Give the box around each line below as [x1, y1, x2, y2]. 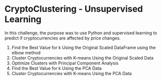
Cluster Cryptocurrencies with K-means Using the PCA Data [11, 70, 132, 76]
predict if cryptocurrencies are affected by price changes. [4, 35, 121, 41]
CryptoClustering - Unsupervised [4, 3, 143, 15]
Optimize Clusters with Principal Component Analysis [11, 60, 119, 66]
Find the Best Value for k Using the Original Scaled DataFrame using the [11, 44, 156, 50]
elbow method [11, 50, 41, 56]
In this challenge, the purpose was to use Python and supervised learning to [4, 30, 158, 36]
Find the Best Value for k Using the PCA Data [11, 65, 102, 71]
